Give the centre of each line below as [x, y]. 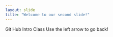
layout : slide [20, 10]
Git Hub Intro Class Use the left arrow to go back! [57, 29]
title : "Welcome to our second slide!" [48, 15]
